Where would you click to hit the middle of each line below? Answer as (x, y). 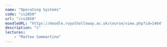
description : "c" (23, 28)
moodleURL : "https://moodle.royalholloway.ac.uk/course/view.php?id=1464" (84, 23)
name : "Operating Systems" (33, 10)
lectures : (15, 32)
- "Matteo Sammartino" (38, 37)
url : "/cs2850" (21, 19)
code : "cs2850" (21, 14)
